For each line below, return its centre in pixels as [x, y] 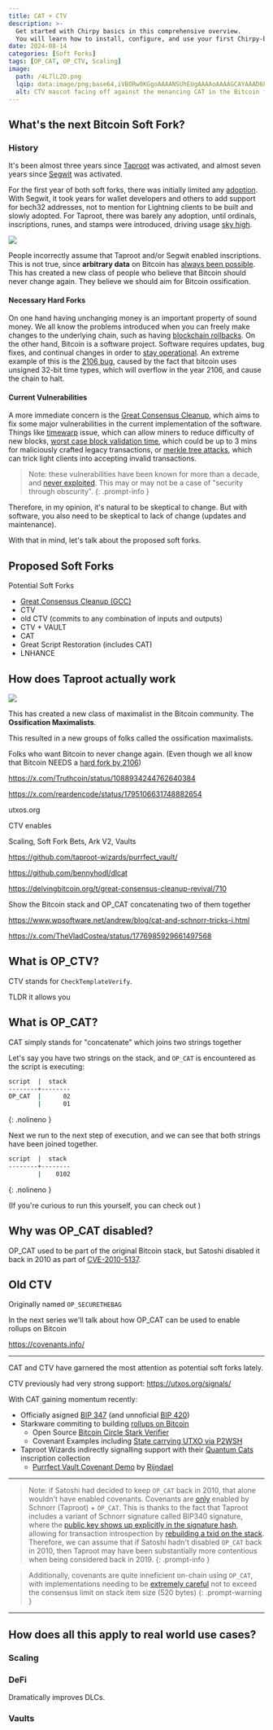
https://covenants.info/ [47, 1344]
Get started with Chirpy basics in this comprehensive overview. [129, 31]
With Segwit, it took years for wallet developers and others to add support [132, 199]
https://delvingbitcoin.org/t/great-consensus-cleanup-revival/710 [118, 889]
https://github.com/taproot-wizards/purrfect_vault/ [93, 857]
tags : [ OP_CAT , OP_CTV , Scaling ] [65, 62]
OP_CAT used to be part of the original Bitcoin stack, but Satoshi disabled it [134, 1251]
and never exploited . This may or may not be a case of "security [136, 483]
